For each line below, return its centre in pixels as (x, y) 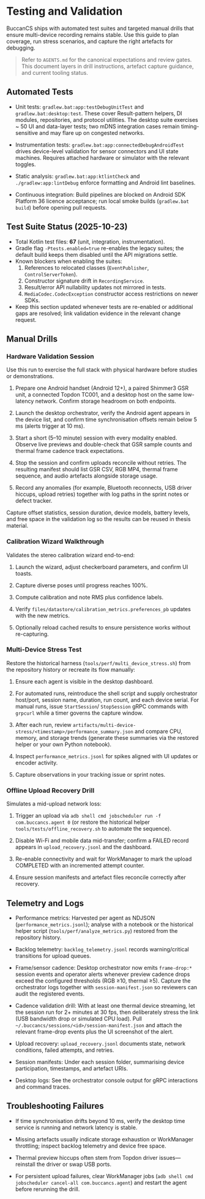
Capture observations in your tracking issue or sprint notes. (90, 774)
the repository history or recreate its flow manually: (71, 669)
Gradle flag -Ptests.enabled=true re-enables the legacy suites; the (99, 248)
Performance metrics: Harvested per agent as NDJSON (85, 918)
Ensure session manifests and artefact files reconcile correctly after (100, 877)
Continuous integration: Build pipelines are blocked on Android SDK (100, 194)
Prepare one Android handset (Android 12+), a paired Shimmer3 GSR (102, 388)
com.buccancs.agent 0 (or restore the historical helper (82, 822)
